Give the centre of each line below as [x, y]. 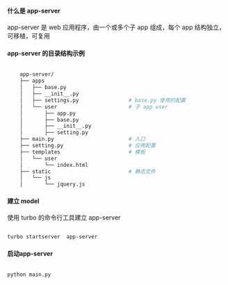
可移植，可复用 [28, 36]
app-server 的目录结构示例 [46, 53]
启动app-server [30, 253]
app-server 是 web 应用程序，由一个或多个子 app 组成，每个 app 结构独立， [116, 27]
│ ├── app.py [48, 113]
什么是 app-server [34, 10]
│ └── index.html [54, 165]
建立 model [23, 201]
